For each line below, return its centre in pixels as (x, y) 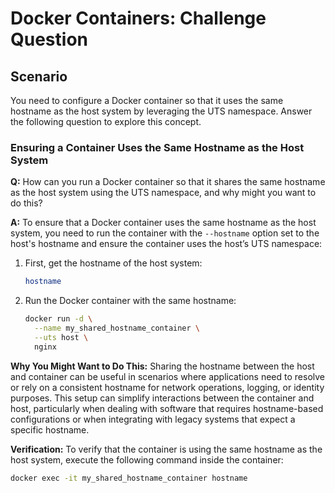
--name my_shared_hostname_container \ (117, 328)
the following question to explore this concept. (106, 121)
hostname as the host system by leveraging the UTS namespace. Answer (161, 111)
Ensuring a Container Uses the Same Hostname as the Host (157, 147)
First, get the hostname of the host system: (113, 263)
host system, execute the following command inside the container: (147, 459)
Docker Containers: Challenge (138, 18)
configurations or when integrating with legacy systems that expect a (153, 419)
